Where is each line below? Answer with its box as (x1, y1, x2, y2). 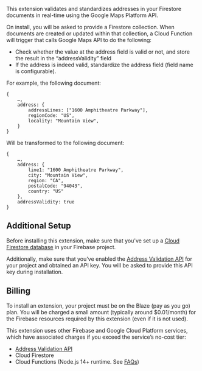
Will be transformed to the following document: (6, 140, 125, 146)
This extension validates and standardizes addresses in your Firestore (6, 5, 181, 12)
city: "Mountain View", (28, 172, 88, 178)
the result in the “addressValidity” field (15, 55, 111, 62)
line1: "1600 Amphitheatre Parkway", (28, 167, 124, 173)
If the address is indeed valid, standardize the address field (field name (15, 61, 193, 68)
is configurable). (15, 68, 57, 75)
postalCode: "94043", (28, 183, 83, 189)
